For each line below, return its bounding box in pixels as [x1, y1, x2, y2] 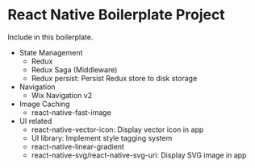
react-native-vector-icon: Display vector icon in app [31, 125, 204, 134]
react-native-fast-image [31, 107, 112, 117]
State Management [19, 47, 83, 57]
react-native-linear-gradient [31, 141, 124, 151]
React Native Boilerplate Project [7, 6, 225, 24]
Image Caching [19, 99, 70, 109]
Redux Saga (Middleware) [31, 64, 118, 74]
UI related [19, 116, 52, 125]
